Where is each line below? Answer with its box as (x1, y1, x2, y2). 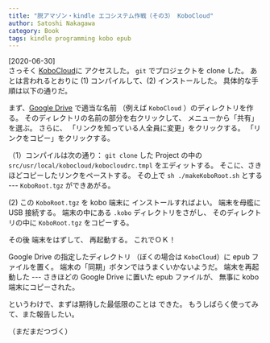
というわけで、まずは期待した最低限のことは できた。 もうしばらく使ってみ (8, 300, 260, 309)
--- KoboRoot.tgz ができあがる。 (8, 180, 115, 190)
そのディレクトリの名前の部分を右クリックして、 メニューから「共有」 (23, 114, 259, 123)
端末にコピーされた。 (8, 283, 79, 292)
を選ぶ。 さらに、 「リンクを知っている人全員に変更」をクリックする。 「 (8, 123, 254, 133)
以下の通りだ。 (22, 86, 73, 96)
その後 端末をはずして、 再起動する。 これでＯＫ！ (8, 235, 177, 245)
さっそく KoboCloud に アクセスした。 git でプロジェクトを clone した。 (8, 66, 248, 76)
